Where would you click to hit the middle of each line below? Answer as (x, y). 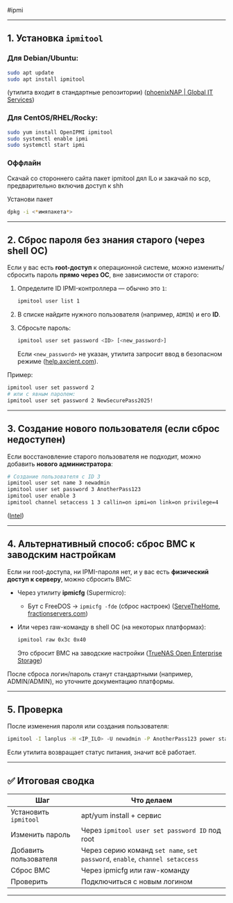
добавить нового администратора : (60, 464)
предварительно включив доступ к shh (65, 185)
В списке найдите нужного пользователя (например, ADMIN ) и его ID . (119, 314)
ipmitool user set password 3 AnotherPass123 (74, 490)
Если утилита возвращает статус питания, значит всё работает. (102, 752)
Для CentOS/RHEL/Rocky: (53, 118)
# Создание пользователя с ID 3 (54, 477)
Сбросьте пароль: (44, 328)
